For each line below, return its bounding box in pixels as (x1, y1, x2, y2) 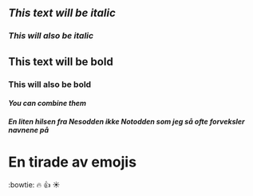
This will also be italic (8, 30, 94, 41)
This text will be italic (8, 6, 116, 20)
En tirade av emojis (8, 153, 137, 171)
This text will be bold (8, 55, 113, 69)
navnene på (8, 125, 49, 135)
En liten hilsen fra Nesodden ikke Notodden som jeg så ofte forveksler (8, 116, 245, 126)
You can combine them (8, 99, 86, 108)
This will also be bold (8, 79, 92, 90)
